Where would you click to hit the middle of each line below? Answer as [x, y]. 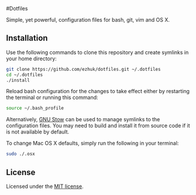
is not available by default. [38, 132]
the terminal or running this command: [52, 97]
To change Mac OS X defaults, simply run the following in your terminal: [92, 143]
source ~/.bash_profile [35, 108]
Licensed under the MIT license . [45, 186]
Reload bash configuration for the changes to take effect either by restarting [98, 91]
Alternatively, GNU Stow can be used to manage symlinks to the [83, 119]
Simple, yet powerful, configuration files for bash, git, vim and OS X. [88, 20]
